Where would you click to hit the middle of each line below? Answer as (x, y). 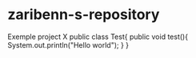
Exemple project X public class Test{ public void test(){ (98, 37)
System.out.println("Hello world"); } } (68, 44)
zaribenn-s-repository (84, 15)
